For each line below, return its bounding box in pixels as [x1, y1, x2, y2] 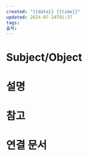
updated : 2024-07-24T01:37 [6, 14, 73, 20]
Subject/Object [6, 51, 83, 64]
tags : [6, 20, 19, 26]
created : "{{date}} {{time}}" [6, 8, 81, 15]
